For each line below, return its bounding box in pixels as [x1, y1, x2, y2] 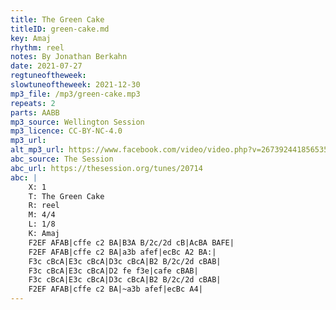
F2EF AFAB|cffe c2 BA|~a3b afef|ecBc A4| [28, 284, 203, 295]
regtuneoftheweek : [10, 71, 87, 81]
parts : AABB [10, 107, 60, 118]
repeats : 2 [10, 98, 56, 108]
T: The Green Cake [28, 191, 105, 201]
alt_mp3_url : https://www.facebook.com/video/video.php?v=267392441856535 [10, 145, 329, 155]
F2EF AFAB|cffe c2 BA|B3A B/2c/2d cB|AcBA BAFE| [28, 237, 235, 248]
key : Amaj [10, 33, 52, 43]
